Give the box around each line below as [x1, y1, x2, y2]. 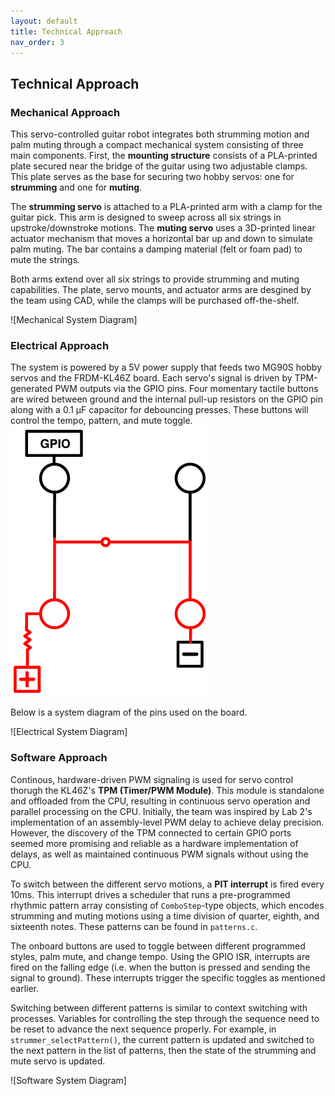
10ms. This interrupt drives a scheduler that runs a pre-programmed [10, 888, 291, 900]
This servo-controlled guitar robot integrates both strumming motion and [10, 128, 310, 140]
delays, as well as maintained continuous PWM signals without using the [10, 848, 309, 860]
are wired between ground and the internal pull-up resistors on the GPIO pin [10, 393, 323, 405]
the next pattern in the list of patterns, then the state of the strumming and [10, 1044, 317, 1056]
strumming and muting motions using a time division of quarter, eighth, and [10, 910, 320, 922]
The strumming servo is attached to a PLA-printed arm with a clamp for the [10, 201, 323, 213]
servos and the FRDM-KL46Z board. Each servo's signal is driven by [10, 372, 293, 384]
